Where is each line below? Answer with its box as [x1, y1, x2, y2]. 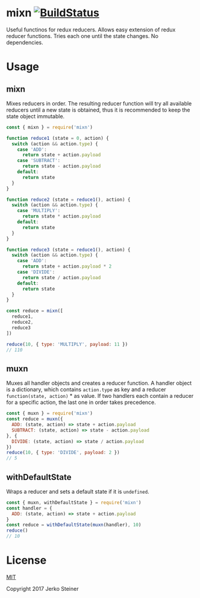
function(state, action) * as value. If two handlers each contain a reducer [6, 392, 194, 400]
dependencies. [6, 39, 43, 46]
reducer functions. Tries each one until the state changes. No [6, 32, 158, 39]
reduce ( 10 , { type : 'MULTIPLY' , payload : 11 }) [6, 341, 128, 347]
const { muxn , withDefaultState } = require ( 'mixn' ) [6, 499, 142, 506]
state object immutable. [6, 112, 65, 120]
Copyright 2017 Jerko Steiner [6, 585, 79, 592]
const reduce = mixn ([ [6, 308, 63, 314]
